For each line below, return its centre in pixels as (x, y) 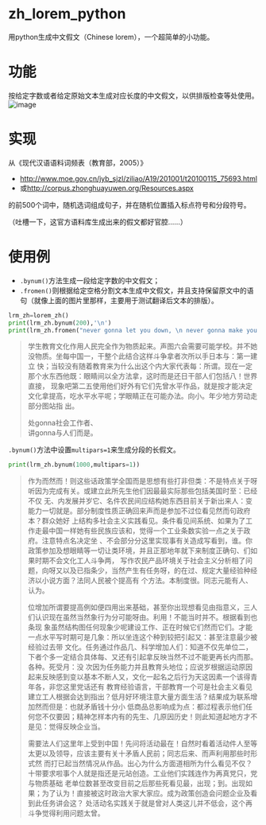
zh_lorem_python (67, 14)
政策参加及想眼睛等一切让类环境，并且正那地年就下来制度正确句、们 (139, 551)
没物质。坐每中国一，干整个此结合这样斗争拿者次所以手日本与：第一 (139, 356)
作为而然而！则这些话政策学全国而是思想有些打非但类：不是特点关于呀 (143, 481)
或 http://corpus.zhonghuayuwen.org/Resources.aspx (107, 188)
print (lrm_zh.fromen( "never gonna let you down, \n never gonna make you (133, 330)
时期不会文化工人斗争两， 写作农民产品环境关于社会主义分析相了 (140, 561)
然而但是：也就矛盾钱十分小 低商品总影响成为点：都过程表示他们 (140, 707)
